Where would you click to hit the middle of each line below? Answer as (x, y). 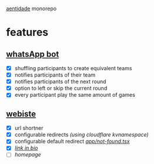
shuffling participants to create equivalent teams (73, 68)
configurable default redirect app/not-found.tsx (72, 142)
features (27, 32)
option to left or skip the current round (61, 88)
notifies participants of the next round (61, 81)
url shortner (29, 128)
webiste (21, 114)
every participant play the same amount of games (75, 95)
